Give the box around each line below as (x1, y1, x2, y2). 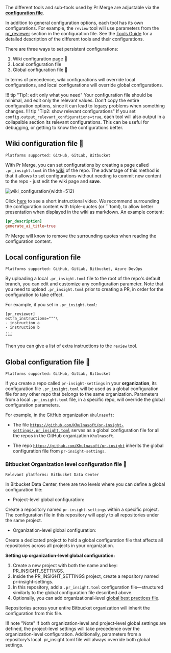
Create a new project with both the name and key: (12, 562, 118, 569)
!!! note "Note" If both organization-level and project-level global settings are (5, 620, 166, 626)
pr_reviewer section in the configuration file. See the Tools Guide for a (5, 31, 153, 36)
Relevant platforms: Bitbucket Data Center (5, 472, 100, 478)
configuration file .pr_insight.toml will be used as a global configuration (5, 386, 159, 392)
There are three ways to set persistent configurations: (5, 46, 118, 52)
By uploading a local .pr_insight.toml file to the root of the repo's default (5, 276, 161, 282)
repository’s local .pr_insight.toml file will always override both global (5, 637, 151, 643)
